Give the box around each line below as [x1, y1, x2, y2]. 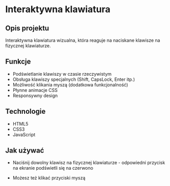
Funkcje [5, 57, 32, 66]
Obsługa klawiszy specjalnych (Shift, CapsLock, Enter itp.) [12, 76, 135, 82]
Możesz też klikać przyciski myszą [12, 175, 86, 181]
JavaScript [12, 131, 36, 138]
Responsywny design [12, 92, 58, 99]
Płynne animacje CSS [12, 87, 58, 93]
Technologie [5, 107, 46, 116]
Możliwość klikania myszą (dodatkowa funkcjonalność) [12, 81, 128, 87]
